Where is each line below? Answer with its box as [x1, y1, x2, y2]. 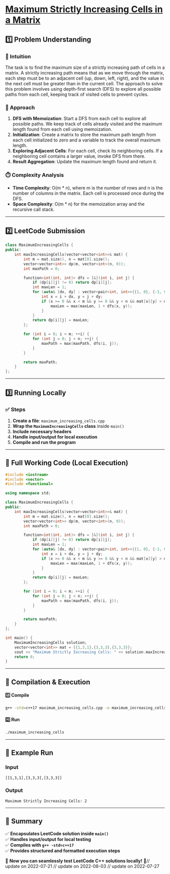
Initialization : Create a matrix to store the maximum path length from [12, 132, 156, 138]
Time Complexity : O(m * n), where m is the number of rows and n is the [12, 185, 163, 191]
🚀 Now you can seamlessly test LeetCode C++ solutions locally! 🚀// [5, 858, 150, 864]
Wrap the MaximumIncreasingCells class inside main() [12, 423, 124, 429]
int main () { [5, 635, 33, 641]
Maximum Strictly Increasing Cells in [5, 4, 163, 15]
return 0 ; [14, 654, 35, 660]
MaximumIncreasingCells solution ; [14, 640, 87, 645]
